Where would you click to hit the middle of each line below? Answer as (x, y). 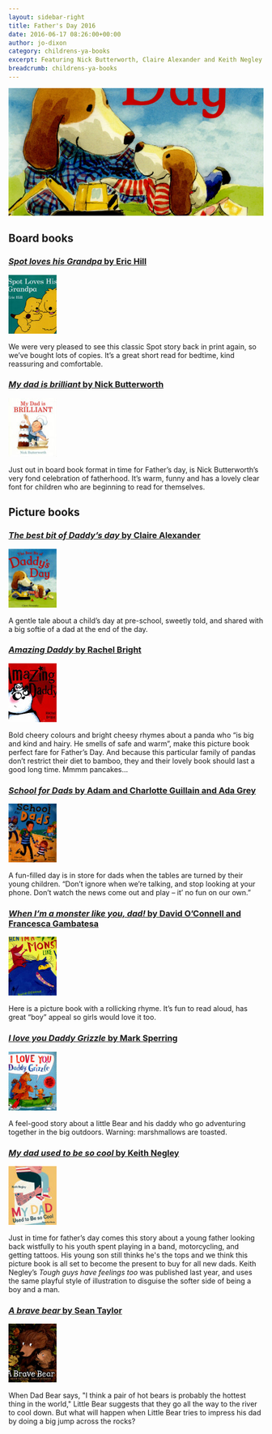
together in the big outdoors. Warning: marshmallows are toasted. (118, 1132)
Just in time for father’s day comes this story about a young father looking (132, 1238)
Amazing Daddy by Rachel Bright (75, 650)
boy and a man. (34, 1290)
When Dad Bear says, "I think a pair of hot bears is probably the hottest (127, 1396)
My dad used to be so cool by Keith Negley (94, 1153)
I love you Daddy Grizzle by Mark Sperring (93, 1039)
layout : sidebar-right (47, 17)
